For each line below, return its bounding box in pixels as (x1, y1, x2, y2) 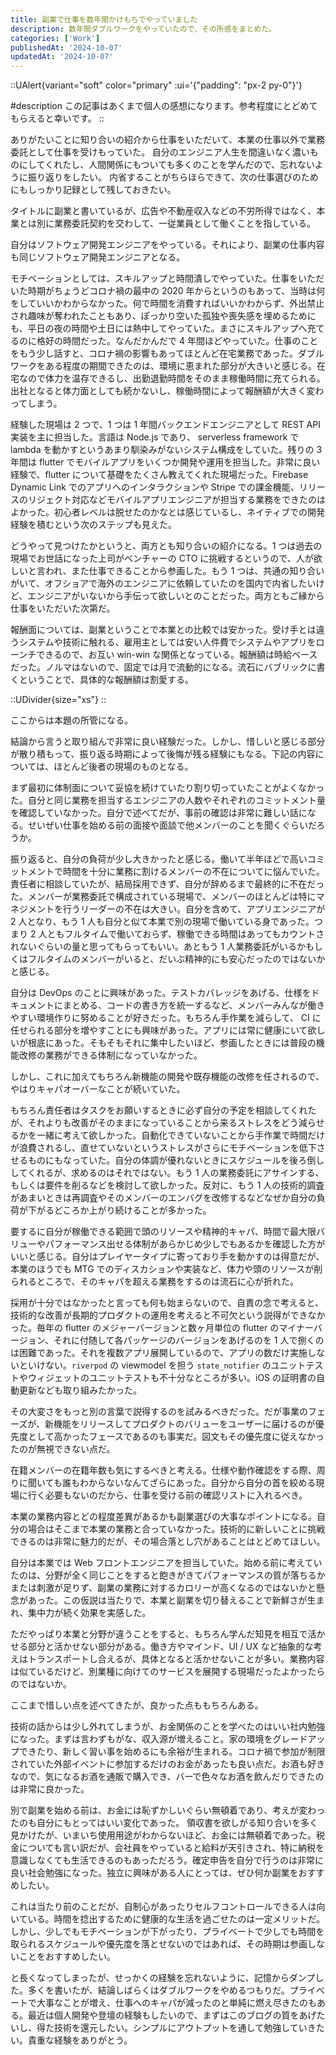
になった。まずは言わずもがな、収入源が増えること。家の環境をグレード (10, 1733, 308, 1745)
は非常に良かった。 (10, 1783, 90, 1795)
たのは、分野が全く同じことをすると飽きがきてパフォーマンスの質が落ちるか (10, 1569, 326, 1581)
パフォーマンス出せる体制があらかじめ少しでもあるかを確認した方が (44, 1238, 326, 1250)
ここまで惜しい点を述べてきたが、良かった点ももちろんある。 (10, 1699, 264, 1711)
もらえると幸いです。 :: (10, 112, 105, 125)
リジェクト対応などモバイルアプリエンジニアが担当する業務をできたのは (27, 494, 326, 506)
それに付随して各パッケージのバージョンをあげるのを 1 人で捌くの (53, 1334, 325, 1346)
